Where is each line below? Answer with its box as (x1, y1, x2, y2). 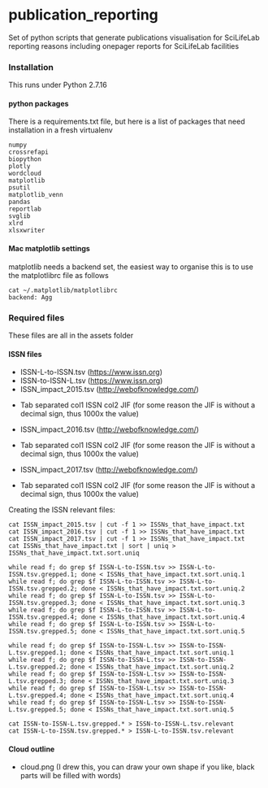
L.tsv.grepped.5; (8, 706, 67, 714)
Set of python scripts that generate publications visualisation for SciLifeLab (8, 33, 260, 42)
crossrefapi (8, 148, 49, 156)
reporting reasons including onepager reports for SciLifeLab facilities (8, 41, 240, 50)
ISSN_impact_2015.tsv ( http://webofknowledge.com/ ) (19, 385, 199, 394)
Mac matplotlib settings (8, 244, 91, 254)
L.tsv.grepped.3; (8, 677, 67, 686)
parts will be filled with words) (19, 771, 122, 781)
